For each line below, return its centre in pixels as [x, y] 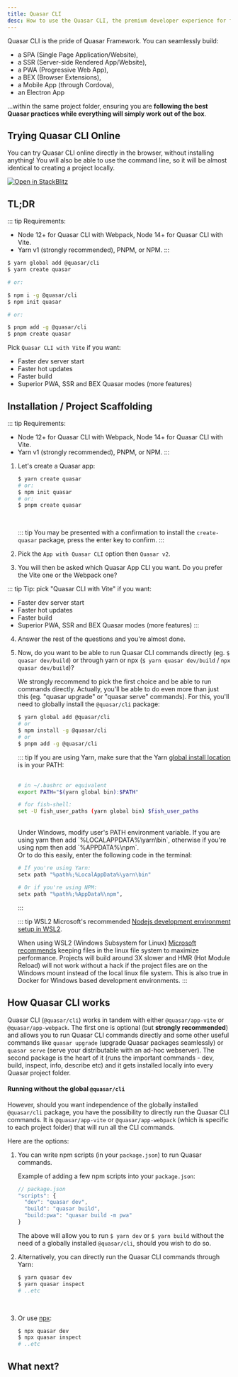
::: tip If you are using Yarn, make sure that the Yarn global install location [124, 757]
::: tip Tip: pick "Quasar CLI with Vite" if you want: [80, 589]
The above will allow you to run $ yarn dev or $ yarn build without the [121, 1235]
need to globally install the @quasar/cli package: [89, 704]
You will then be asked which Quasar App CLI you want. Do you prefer [120, 568]
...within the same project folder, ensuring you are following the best [108, 106]
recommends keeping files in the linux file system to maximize [108, 950]
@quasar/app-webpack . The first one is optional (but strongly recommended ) [118, 1027]
